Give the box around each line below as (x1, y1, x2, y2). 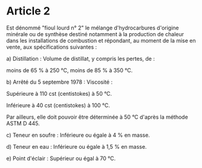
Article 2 (6, 4, 50, 18)
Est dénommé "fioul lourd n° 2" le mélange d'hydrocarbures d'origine (6, 24, 180, 31)
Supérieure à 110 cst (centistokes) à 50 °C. (6, 90, 112, 97)
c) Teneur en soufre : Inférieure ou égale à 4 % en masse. (6, 131, 150, 138)
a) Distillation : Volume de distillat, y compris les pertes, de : (6, 55, 155, 62)
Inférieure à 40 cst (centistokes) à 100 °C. (6, 101, 110, 109)
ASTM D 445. (6, 119, 41, 127)
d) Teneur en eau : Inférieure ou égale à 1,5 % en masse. (6, 143, 147, 150)
